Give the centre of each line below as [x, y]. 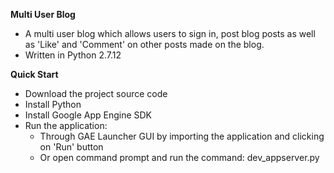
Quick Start [34, 74]
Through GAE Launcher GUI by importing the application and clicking [182, 136]
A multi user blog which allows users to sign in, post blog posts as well [170, 33]
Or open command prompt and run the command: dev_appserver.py [179, 157]
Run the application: [66, 125]
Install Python [53, 104]
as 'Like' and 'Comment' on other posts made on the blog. [144, 44]
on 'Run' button [71, 147]
